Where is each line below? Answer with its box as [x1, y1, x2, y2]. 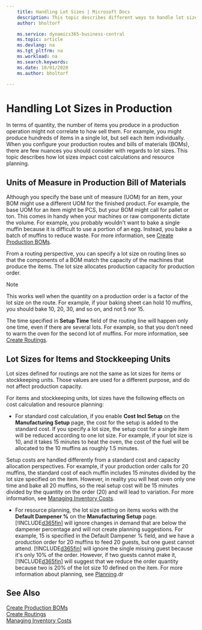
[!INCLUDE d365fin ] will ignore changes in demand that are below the [14, 519, 186, 526]
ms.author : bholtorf [17, 70, 69, 76]
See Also [6, 588, 40, 598]
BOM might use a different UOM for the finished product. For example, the [6, 200, 190, 207]
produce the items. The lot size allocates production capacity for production [6, 263, 195, 270]
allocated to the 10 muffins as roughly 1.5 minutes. [14, 444, 139, 451]
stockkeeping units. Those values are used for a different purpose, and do [6, 376, 190, 383]
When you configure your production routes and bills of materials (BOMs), [6, 141, 189, 148]
